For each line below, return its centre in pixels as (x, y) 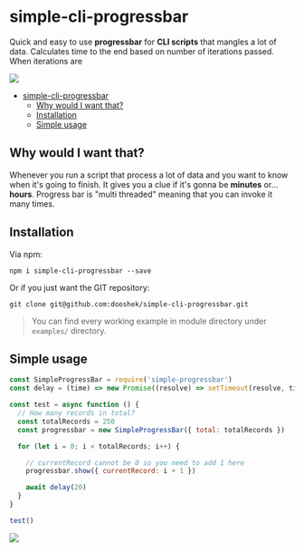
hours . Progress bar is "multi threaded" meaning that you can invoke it (141, 194)
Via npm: (26, 254)
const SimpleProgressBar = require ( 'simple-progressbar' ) (121, 380)
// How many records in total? (76, 413)
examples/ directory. (69, 330)
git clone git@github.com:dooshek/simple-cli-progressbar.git (129, 304)
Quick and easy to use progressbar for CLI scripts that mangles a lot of (143, 42)
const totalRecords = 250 (66, 421)
